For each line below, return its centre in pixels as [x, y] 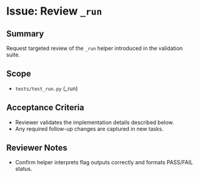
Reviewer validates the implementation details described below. [94, 122]
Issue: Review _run [54, 11]
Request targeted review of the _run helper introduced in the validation [95, 48]
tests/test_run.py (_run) [46, 88]
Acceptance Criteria [45, 108]
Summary [25, 34]
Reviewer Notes [37, 148]
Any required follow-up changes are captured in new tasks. [89, 128]
